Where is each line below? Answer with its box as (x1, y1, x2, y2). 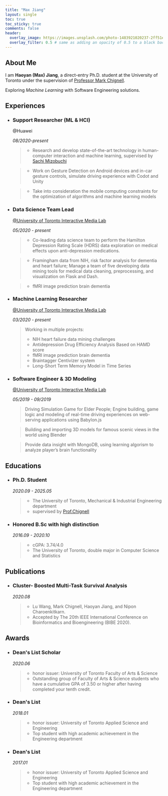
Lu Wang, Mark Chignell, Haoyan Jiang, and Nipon (32, 603, 136, 609)
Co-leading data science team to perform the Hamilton (32, 237, 145, 243)
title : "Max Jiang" (5, 7, 46, 13)
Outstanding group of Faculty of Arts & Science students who (32, 676, 159, 682)
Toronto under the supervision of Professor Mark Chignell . (5, 77, 125, 83)
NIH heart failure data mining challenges (32, 336, 115, 342)
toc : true (5, 17, 26, 22)
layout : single (5, 12, 37, 17)
